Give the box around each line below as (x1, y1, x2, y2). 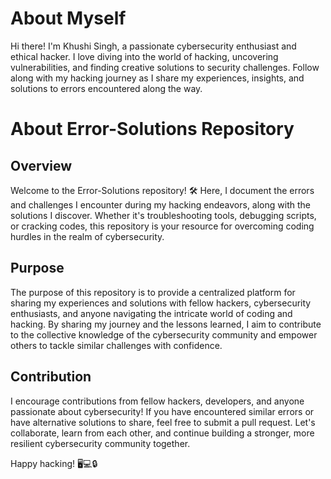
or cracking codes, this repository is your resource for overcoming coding (10, 220, 315, 232)
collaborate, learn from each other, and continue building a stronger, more (10, 427, 315, 439)
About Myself (10, 7, 127, 30)
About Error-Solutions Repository (10, 118, 295, 141)
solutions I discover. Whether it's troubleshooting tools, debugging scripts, (10, 209, 317, 221)
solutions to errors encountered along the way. (10, 82, 203, 94)
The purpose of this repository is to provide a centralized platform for (10, 286, 296, 298)
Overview (10, 157, 73, 174)
